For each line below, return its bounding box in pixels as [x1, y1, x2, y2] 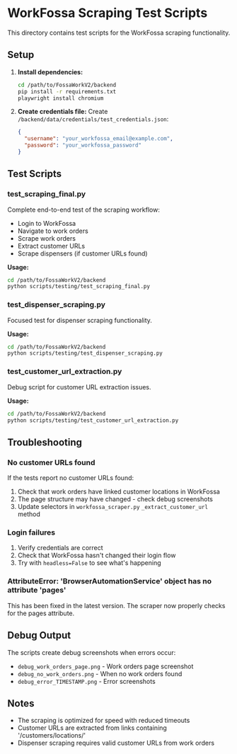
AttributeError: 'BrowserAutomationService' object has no [7, 576, 212, 586]
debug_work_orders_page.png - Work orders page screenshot [17, 662, 194, 670]
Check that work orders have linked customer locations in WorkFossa [17, 487, 221, 496]
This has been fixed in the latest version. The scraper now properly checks [7, 601, 226, 610]
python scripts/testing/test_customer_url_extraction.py [7, 416, 179, 424]
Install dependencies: [17, 67, 83, 76]
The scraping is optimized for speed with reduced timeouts [17, 716, 190, 725]
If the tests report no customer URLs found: [7, 474, 134, 482]
